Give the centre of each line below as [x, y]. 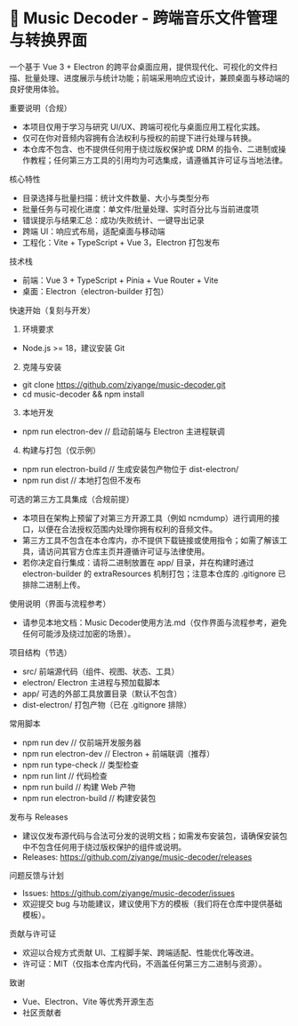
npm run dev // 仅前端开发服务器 [81, 742]
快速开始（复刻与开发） [52, 310]
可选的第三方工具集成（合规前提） [72, 499]
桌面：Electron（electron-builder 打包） [95, 291]
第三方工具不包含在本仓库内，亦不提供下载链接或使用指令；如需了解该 [151, 540]
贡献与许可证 [32, 934]
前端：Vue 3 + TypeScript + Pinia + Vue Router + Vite [120, 280]
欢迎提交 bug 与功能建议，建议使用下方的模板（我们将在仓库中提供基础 [152, 903]
